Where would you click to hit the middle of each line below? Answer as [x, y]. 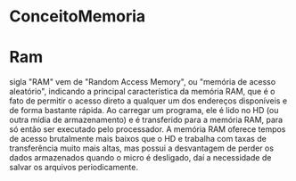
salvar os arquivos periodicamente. [74, 168]
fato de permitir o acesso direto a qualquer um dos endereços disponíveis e [148, 101]
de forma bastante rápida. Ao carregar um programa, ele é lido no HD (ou [144, 111]
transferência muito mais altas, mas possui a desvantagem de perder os [142, 148]
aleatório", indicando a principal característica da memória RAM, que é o [142, 92]
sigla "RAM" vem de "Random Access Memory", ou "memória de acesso [143, 82]
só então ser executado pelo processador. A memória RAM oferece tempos [148, 129]
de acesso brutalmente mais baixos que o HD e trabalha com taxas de [138, 139]
